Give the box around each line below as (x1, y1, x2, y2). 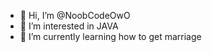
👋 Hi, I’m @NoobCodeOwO (19, 10, 131, 21)
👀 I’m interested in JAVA (19, 20, 119, 32)
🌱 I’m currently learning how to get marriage (19, 31, 202, 42)
